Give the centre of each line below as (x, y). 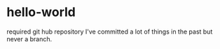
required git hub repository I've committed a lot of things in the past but (110, 31)
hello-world (41, 12)
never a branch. (29, 38)
